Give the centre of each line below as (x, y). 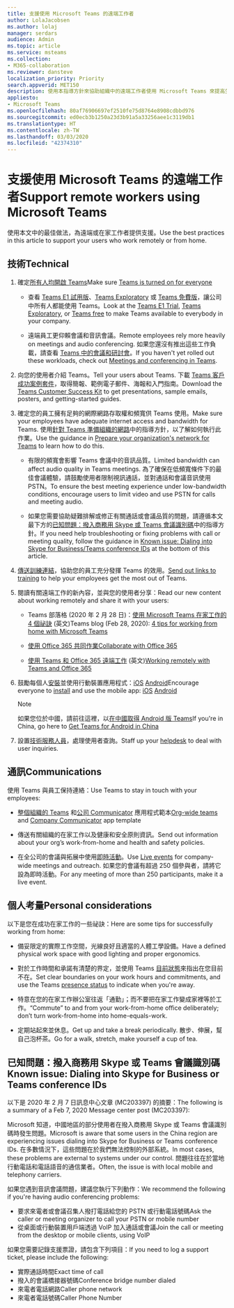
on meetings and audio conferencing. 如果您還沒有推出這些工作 (119, 344)
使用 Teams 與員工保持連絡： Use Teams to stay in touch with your (102, 790)
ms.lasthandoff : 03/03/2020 (48, 137)
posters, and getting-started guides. (69, 398)
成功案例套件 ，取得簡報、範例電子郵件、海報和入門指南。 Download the (120, 383)
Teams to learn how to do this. (61, 446)
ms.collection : (29, 59)
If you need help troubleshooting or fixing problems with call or (130, 533)
